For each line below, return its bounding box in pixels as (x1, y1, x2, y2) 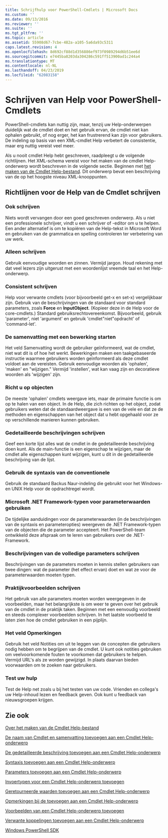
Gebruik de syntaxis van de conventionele (5, 469, 110, 476)
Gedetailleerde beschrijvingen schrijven (5, 429, 105, 436)
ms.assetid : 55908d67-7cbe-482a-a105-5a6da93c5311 (5, 40, 113, 45)
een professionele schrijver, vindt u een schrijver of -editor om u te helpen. (5, 220, 160, 226)
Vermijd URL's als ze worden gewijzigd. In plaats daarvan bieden (5, 657, 139, 663)
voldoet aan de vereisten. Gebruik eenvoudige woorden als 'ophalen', (5, 361, 148, 367)
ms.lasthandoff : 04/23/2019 (5, 68, 64, 73)
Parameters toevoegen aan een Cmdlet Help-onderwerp (5, 769, 122, 775)
